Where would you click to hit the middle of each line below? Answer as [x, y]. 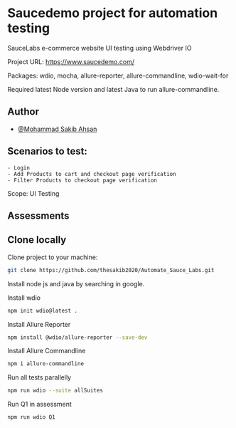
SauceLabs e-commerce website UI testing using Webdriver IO [100, 48]
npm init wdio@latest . [43, 310]
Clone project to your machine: [53, 257]
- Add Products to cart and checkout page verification [92, 174]
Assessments [38, 215]
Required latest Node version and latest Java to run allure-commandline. [113, 89]
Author [23, 112]
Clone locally [37, 240]
